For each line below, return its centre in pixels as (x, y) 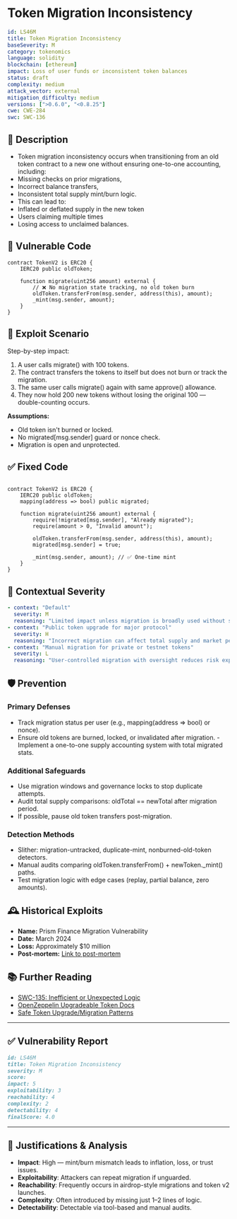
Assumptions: (29, 416)
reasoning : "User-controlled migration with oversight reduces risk (116, 660)
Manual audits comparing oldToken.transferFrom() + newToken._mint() (120, 865)
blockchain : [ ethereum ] (42, 65)
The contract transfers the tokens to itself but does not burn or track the (122, 372)
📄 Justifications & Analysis (68, 1145)
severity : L (31, 654)
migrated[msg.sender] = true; (77, 545)
